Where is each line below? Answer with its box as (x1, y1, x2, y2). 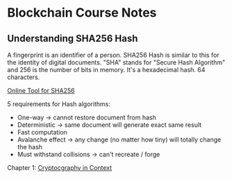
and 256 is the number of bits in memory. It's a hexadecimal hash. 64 (7, 66, 206, 74)
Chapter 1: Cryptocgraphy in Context (7, 164, 113, 171)
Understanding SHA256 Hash (7, 33, 138, 44)
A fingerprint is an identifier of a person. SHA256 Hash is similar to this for (7, 51, 220, 59)
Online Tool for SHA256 (7, 87, 75, 94)
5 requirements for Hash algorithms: (7, 100, 111, 108)
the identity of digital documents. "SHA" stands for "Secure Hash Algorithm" (7, 58, 226, 67)
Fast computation (17, 128, 68, 136)
